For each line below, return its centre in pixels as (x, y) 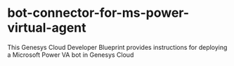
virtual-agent (47, 28)
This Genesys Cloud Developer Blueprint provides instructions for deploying (117, 47)
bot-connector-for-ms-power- (98, 13)
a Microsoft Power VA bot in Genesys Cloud (71, 55)
